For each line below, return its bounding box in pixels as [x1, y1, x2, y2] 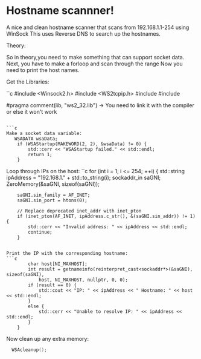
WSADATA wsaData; [14, 136, 59, 142]
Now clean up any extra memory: [6, 335, 89, 342]
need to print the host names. [6, 66, 80, 73]
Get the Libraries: [6, 78, 49, 85]
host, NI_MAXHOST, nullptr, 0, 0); [38, 277, 129, 283]
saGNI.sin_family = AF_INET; [17, 192, 91, 198]
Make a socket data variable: [6, 130, 83, 136]
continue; [28, 229, 53, 235]
